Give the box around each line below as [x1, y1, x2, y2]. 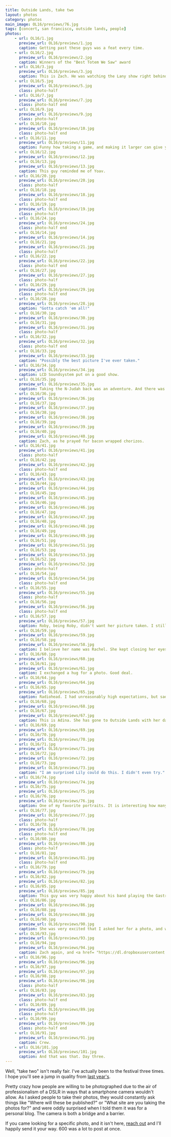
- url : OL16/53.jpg [14, 547, 56, 553]
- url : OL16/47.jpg [14, 509, 56, 515]
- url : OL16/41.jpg [14, 443, 56, 448]
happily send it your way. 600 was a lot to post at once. [5, 1126, 121, 1131]
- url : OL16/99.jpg [14, 1016, 56, 1021]
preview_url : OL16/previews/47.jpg [18, 514, 95, 520]
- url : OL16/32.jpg [14, 334, 56, 339]
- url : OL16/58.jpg [14, 637, 56, 642]
